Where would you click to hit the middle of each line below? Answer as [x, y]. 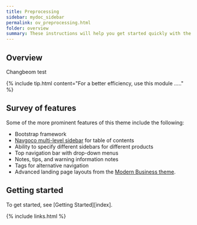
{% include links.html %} [36, 216]
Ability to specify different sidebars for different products [84, 146]
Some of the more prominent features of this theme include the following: [95, 123]
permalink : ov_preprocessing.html [49, 22]
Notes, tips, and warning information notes [67, 159]
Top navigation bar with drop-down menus [67, 153]
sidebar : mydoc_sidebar [35, 17]
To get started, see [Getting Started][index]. [60, 204]
